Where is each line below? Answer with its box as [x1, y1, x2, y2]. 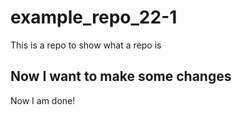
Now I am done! [10, 94, 76, 106]
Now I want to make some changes [10, 68, 232, 85]
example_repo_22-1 [10, 6, 178, 29]
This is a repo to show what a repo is [10, 39, 162, 51]
